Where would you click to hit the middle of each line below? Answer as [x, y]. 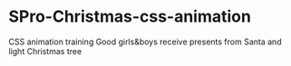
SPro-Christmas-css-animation [130, 17]
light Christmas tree [45, 51]
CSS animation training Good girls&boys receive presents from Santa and [145, 42]
